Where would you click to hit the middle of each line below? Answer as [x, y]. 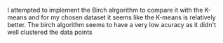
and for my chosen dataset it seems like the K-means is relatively [122, 17]
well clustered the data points [50, 32]
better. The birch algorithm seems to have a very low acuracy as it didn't [111, 25]
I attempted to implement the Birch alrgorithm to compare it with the [105, 10]
